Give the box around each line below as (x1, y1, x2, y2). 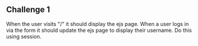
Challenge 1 (6, 5, 51, 15)
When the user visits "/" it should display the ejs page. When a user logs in (6, 20, 189, 27)
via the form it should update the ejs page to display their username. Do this (6, 27, 192, 34)
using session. (6, 32, 42, 40)
